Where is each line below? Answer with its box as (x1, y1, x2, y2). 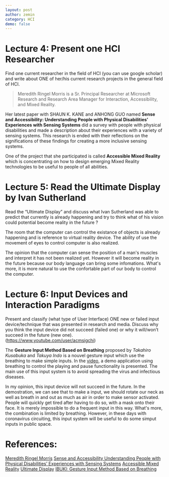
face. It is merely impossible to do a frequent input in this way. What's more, (5, 405, 163, 411)
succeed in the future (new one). (5, 332, 73, 338)
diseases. (5, 374, 25, 380)
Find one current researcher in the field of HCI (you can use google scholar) (5, 70, 162, 76)
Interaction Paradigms (5, 299, 100, 311)
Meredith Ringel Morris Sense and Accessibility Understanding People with (5, 455, 161, 461)
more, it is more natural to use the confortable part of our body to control (5, 266, 156, 272)
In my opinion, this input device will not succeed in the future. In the (5, 383, 146, 390)
